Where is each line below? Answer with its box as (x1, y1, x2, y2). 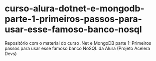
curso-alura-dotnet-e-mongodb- (4, 3, 145, 14)
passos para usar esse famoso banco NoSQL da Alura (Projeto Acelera (4, 45, 151, 51)
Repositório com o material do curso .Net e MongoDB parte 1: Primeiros (4, 40, 152, 46)
